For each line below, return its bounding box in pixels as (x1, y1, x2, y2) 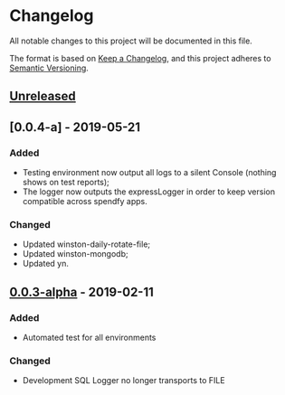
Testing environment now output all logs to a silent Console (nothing (22, 167, 277, 178)
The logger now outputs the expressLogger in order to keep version (22, 186, 276, 197)
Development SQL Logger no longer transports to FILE (22, 375, 225, 386)
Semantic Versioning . (9, 62, 89, 73)
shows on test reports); (22, 177, 110, 188)
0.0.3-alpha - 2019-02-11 (9, 284, 154, 299)
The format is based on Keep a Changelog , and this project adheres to (9, 52, 271, 63)
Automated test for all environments (22, 332, 157, 343)
